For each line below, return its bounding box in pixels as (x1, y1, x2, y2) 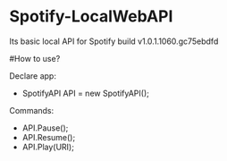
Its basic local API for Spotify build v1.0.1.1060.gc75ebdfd (9, 36, 219, 47)
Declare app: (9, 70, 56, 81)
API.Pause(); (21, 123, 69, 133)
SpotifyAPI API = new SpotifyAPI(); (21, 88, 150, 98)
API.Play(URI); (21, 141, 74, 152)
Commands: (9, 105, 55, 115)
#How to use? (9, 53, 61, 64)
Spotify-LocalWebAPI (9, 6, 173, 27)
